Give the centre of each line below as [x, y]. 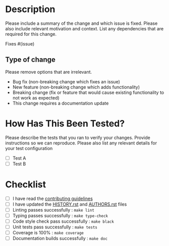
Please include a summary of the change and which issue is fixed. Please [81, 23]
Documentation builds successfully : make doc [60, 238]
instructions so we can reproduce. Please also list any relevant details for [81, 143]
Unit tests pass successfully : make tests [55, 227]
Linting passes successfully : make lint [53, 210]
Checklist [26, 184]
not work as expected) [36, 97]
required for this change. [31, 34]
